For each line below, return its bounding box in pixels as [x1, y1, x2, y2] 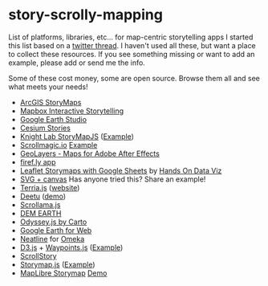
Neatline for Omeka [19, 234, 85, 243]
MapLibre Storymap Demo [19, 268, 108, 278]
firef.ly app [19, 157, 56, 166]
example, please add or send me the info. [8, 58, 146, 67]
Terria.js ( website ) [19, 182, 80, 192]
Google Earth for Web [19, 225, 92, 235]
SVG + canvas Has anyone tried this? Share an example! [19, 174, 206, 184]
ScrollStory [19, 251, 58, 260]
